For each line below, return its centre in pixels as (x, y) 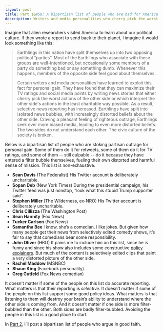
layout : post (18, 10)
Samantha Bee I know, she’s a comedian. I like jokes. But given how (80, 227)
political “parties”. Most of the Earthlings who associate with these (83, 58)
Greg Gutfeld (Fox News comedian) (48, 274)
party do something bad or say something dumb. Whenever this (81, 68)
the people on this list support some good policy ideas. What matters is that (81, 294)
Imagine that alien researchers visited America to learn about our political (79, 33)
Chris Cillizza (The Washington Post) (49, 211)
